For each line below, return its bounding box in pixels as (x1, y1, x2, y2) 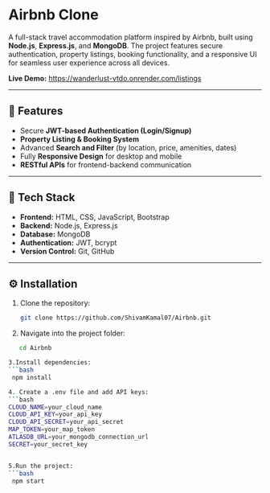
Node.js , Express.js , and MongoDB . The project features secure (8, 40, 223, 50)
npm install (11, 373, 52, 381)
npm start (11, 477, 45, 485)
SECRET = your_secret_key (8, 440, 88, 448)
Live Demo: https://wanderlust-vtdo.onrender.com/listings (8, 73, 202, 83)
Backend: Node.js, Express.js (19, 220, 118, 230)
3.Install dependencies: (8, 359, 92, 367)
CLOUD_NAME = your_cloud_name (8, 403, 103, 411)
